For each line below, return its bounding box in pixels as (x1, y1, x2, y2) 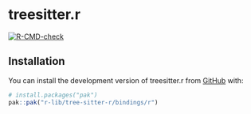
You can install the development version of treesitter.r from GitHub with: (8, 75, 244, 85)
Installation (8, 55, 65, 68)
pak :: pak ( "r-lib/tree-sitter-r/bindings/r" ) (8, 98, 159, 106)
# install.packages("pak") (8, 91, 98, 99)
